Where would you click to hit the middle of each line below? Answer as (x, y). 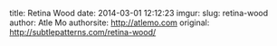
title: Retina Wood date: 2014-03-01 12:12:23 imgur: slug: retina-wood (139, 13)
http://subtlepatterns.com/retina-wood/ (83, 32)
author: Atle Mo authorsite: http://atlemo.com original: (110, 23)
